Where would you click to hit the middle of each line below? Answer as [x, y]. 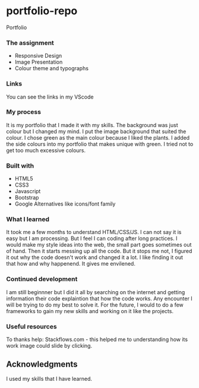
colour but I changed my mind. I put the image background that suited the [96, 131]
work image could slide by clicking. [49, 346]
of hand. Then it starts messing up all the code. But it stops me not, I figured [99, 251]
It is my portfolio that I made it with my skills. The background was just [92, 125]
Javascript [28, 191]
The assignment [30, 43]
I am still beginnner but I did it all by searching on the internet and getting [96, 292]
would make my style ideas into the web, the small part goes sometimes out [99, 245]
